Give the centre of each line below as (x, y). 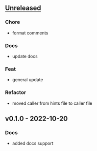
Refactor (16, 92)
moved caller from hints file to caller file (52, 103)
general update (27, 80)
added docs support (33, 143)
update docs (25, 56)
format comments (30, 33)
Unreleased (23, 8)
